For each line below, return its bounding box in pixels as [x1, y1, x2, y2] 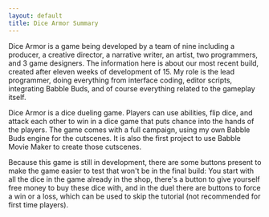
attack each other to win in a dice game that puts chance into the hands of [8, 116, 255, 126]
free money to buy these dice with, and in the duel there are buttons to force [8, 183, 261, 192]
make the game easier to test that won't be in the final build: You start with [8, 166, 255, 175]
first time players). [8, 199, 69, 209]
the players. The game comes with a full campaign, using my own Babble [8, 125, 251, 135]
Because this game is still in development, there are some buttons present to [8, 157, 262, 167]
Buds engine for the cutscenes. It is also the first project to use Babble [8, 133, 241, 143]
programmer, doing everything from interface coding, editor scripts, [8, 75, 233, 85]
